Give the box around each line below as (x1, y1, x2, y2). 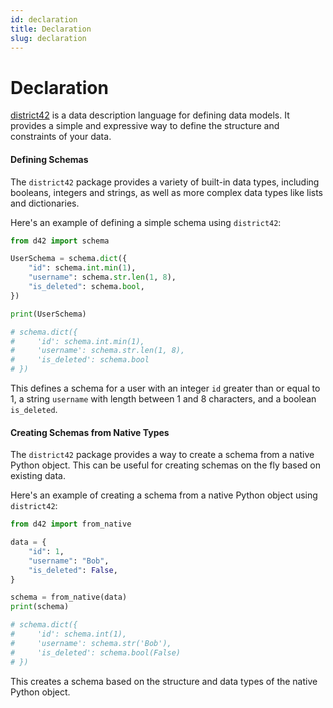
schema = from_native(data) (10, 592, 128, 603)
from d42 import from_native (10, 519, 132, 530)
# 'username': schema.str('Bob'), (10, 638, 172, 648)
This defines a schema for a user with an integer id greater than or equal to (10, 382, 321, 395)
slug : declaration (10, 33, 87, 43)
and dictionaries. (10, 197, 80, 209)
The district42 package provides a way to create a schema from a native (10, 449, 315, 461)
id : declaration (10, 14, 78, 25)
